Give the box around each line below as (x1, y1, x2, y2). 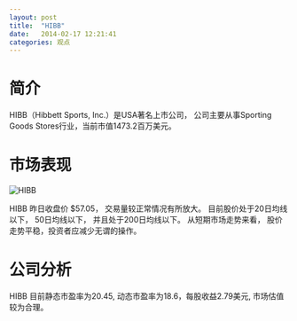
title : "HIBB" (9, 21, 66, 30)
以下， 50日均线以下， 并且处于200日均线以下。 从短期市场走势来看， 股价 (9, 215, 284, 225)
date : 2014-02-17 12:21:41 (9, 29, 117, 38)
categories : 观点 (9, 37, 71, 47)
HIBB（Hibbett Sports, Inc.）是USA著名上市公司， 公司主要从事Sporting (9, 110, 272, 121)
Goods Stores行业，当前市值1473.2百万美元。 (9, 121, 176, 131)
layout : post (9, 12, 58, 22)
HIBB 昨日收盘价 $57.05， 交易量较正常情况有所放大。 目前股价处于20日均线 (9, 203, 288, 214)
